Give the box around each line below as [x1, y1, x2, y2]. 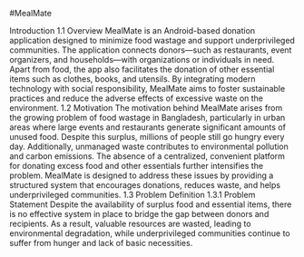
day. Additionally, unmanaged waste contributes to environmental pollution [9, 141, 289, 152]
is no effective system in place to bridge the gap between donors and [9, 209, 270, 219]
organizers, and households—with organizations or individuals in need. [9, 54, 275, 64]
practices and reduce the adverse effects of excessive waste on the [9, 93, 264, 104]
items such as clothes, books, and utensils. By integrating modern [9, 74, 256, 84]
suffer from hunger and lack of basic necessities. [9, 238, 193, 248]
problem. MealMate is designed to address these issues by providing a [9, 170, 274, 181]
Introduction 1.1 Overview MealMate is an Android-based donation [9, 25, 256, 35]
